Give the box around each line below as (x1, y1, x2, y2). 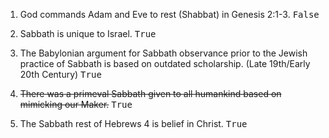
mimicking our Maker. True (19, 99, 133, 110)
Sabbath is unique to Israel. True (19, 28, 157, 39)
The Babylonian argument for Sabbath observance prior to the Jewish (19, 47, 308, 59)
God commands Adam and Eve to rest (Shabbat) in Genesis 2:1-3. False (19, 9, 320, 20)
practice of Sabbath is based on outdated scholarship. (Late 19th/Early (19, 58, 311, 69)
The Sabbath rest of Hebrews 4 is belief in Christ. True (19, 118, 248, 129)
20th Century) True (19, 69, 102, 80)
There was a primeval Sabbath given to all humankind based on (19, 88, 282, 99)
